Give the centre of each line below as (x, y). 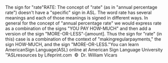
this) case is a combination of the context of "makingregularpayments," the (83, 39)
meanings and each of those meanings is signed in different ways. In (77, 18)
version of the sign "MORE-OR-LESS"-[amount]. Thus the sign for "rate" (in (84, 34)
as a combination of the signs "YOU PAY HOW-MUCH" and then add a (78, 28)
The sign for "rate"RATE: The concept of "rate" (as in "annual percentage (81, 7)
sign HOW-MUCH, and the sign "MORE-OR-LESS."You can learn (72, 44)
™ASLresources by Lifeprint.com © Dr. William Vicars (61, 55)
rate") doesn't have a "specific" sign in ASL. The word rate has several (78, 12)
